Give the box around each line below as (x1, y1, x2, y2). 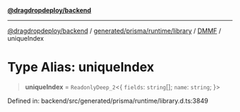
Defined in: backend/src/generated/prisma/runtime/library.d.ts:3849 (7, 96, 209, 105)
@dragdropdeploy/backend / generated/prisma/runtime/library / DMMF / (7, 26, 221, 35)
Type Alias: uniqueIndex (7, 59, 155, 76)
